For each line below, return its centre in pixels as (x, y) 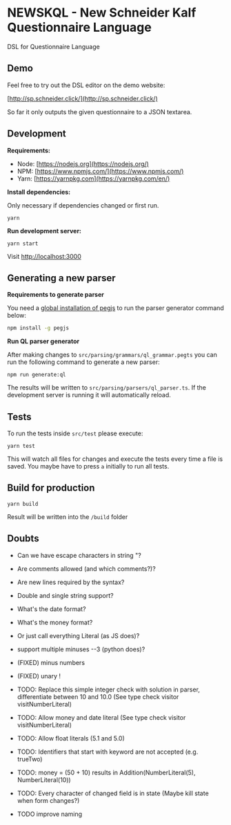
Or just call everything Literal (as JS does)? (78, 635)
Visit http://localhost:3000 (44, 256)
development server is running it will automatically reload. (89, 395)
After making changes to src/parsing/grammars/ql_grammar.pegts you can (112, 355)
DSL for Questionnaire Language (53, 46)
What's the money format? (55, 622)
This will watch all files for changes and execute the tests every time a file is (115, 459)
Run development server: (44, 230)
